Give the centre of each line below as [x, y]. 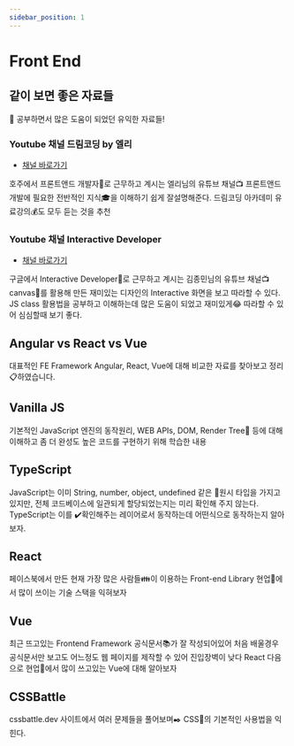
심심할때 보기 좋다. [50, 315]
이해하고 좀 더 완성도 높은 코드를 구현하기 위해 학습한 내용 [108, 441]
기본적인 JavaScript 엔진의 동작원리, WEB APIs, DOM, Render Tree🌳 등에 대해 [146, 430]
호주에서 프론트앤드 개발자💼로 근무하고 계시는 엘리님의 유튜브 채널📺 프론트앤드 [145, 183]
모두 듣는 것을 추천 [79, 211]
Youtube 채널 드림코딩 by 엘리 [71, 144]
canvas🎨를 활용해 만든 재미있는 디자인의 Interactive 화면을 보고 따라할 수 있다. [145, 293]
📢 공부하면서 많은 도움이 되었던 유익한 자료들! [87, 119]
